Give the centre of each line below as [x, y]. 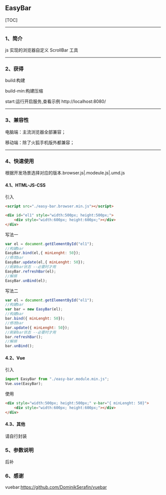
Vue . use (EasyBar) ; [24, 384]
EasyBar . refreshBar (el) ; [31, 271]
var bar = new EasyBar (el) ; [34, 309]
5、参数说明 [19, 450]
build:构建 [15, 81]
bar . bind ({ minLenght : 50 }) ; [35, 318]
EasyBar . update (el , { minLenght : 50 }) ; [45, 262]
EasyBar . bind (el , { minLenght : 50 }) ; [43, 253]
